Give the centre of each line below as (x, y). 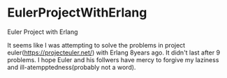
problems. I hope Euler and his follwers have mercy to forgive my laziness (113, 59)
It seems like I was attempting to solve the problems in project (96, 45)
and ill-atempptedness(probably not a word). (72, 67)
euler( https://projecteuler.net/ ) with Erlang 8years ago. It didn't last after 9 (114, 52)
